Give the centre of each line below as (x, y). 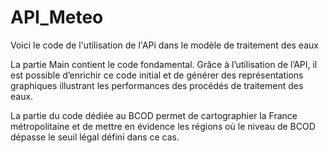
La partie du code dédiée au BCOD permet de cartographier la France (154, 115)
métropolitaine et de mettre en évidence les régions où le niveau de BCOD (163, 126)
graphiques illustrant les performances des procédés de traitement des (157, 85)
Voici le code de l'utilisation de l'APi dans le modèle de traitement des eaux (164, 45)
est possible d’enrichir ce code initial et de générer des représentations (157, 75)
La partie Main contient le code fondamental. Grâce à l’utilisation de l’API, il (164, 64)
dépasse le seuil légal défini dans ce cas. (95, 137)
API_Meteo (57, 17)
